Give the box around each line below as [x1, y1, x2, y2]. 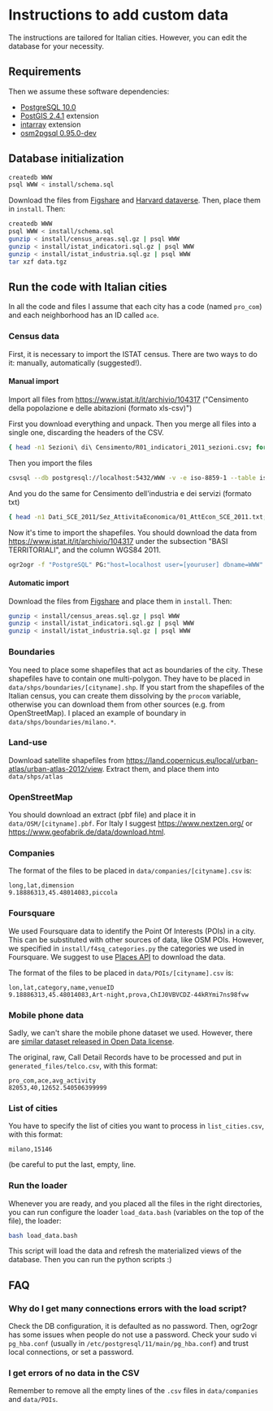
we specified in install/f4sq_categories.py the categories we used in [8, 943, 245, 953]
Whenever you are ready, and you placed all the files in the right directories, [8, 1198, 262, 1208]
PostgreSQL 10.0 [19, 102, 76, 111]
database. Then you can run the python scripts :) [8, 1255, 172, 1265]
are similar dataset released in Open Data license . [8, 1036, 175, 1046]
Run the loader [8, 1180, 67, 1191]
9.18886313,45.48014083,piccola [8, 889, 118, 897]
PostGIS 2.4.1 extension [19, 111, 99, 120]
